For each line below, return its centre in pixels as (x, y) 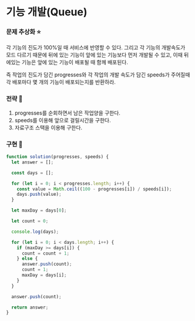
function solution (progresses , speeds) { (58, 157)
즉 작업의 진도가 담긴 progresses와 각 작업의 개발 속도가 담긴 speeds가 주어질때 (98, 75)
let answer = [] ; (33, 162)
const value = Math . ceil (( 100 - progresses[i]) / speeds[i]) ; (94, 189)
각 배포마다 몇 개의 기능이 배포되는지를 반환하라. (61, 82)
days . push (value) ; (39, 195)
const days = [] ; (33, 173)
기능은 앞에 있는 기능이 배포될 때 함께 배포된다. (75, 62)
